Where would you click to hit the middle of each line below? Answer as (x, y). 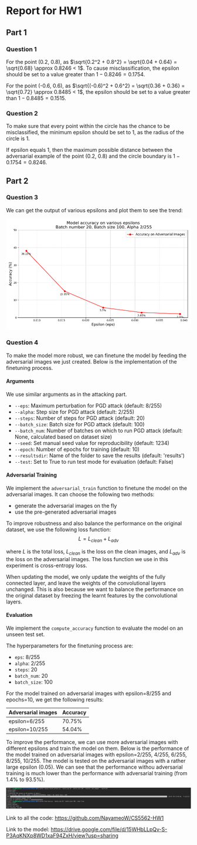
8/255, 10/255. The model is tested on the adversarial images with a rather (96, 761)
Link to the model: (28, 829)
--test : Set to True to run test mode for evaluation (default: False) (94, 461)
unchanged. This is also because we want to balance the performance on (95, 589)
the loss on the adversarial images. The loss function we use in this (87, 559)
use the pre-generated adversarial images (65, 512)
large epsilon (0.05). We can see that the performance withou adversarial (94, 767)
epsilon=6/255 (27, 721)
